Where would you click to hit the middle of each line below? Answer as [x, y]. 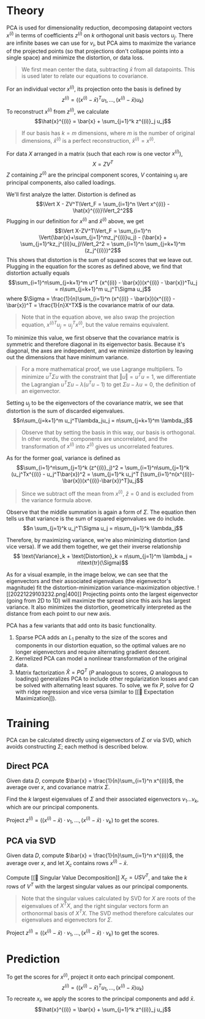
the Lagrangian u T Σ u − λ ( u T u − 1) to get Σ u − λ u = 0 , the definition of [108, 384]
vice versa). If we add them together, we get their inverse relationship [94, 546]
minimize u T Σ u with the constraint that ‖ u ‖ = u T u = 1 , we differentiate [109, 376]
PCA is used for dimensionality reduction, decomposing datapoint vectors [99, 28]
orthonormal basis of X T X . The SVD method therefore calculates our [107, 913]
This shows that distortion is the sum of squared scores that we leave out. [99, 260]
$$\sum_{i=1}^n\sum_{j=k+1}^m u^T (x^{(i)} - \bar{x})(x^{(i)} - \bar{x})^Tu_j [103, 283]
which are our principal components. [53, 807]
